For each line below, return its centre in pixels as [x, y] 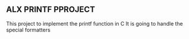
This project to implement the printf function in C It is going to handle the [94, 23]
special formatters [28, 30]
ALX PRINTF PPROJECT [51, 10]
